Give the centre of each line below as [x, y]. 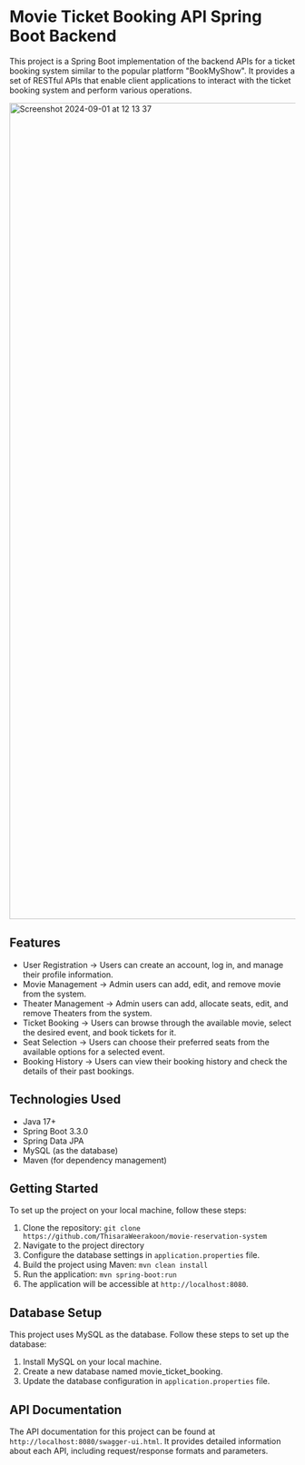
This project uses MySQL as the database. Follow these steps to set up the [149, 1335]
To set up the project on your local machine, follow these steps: [128, 1211]
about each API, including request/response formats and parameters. [139, 1451]
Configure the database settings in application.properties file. [141, 1255]
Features [35, 943]
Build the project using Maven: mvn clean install [115, 1265]
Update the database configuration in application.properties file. [146, 1381]
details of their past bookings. [78, 1071]
